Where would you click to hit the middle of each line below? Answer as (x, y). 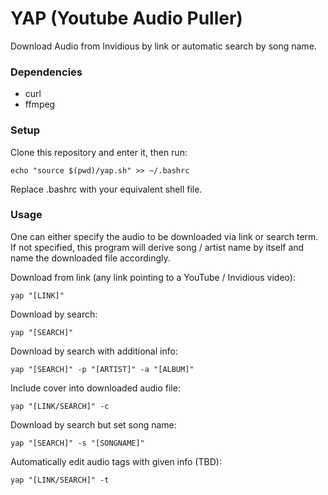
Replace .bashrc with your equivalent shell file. (106, 189)
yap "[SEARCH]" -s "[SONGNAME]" (77, 443)
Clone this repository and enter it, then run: (99, 152)
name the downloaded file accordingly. (90, 258)
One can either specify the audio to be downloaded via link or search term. (164, 236)
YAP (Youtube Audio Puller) (126, 18)
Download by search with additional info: (94, 351)
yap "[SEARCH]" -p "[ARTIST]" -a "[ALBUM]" (102, 369)
